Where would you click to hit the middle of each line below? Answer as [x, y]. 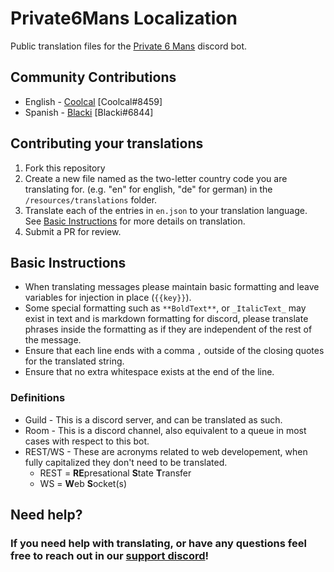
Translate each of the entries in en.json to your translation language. [166, 210]
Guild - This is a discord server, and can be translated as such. [153, 419]
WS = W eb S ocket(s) [83, 483]
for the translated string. [74, 361]
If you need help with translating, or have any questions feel [158, 543]
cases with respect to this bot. [87, 441]
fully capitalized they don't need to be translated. [126, 462]
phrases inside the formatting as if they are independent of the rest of [168, 329]
